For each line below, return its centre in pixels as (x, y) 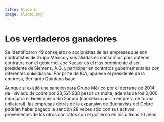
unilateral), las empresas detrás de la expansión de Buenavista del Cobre (79, 104)
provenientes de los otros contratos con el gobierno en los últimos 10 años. (81, 115)
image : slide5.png (24, 14)
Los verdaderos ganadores (61, 39)
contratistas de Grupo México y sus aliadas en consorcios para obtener (78, 58)
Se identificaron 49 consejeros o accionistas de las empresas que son (76, 52)
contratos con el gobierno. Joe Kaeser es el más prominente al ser (73, 63)
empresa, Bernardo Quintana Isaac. (41, 79)
